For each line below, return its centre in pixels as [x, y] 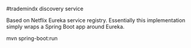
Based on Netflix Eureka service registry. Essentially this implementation [96, 20]
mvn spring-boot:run [32, 38]
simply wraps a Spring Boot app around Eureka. [65, 27]
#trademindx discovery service [45, 9]
